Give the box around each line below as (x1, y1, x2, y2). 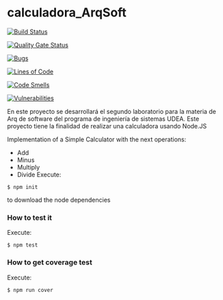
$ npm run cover (7, 286, 53, 293)
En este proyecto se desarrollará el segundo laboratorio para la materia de (7, 107, 217, 115)
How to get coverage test (7, 257, 92, 267)
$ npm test (7, 242, 38, 249)
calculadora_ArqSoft (7, 5, 127, 21)
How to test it (7, 213, 53, 222)
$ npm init (7, 183, 38, 190)
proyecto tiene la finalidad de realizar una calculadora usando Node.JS (7, 122, 207, 130)
